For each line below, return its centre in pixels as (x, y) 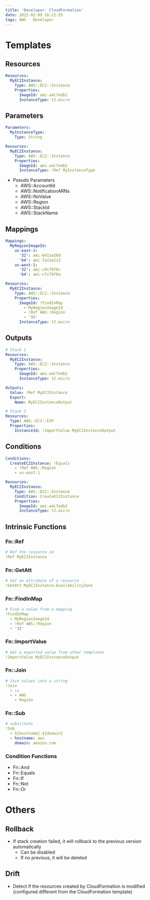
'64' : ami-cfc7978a (40, 275)
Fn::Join (16, 670)
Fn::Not (21, 784)
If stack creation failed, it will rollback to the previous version (77, 841)
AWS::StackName (39, 213)
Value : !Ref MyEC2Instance (39, 392)
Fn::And (21, 767)
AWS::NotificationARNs (45, 191)
